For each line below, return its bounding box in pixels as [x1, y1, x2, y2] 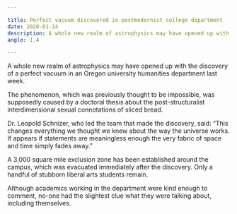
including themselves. [7, 199, 71, 208]
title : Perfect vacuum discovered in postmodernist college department [7, 16, 223, 23]
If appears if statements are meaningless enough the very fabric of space [7, 134, 222, 143]
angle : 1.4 [7, 36, 40, 43]
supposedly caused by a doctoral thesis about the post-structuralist [7, 98, 205, 107]
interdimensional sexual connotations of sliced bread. [7, 105, 163, 114]
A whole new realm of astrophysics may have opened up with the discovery [7, 61, 229, 71]
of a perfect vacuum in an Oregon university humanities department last [7, 69, 218, 78]
